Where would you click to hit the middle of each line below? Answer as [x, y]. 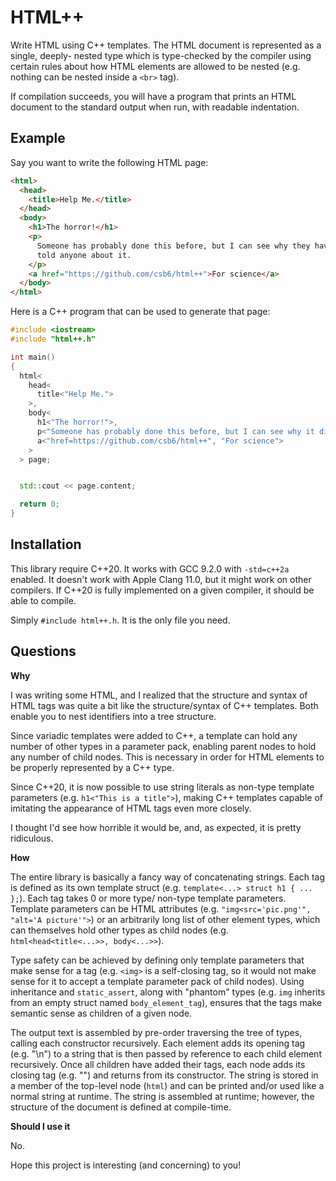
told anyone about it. [84, 255]
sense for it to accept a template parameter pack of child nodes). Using [157, 981]
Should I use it [40, 1126]
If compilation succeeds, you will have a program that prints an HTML [153, 96]
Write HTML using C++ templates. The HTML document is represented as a [166, 45]
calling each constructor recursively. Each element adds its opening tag [158, 1043]
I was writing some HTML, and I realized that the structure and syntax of [159, 695]
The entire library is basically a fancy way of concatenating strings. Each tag [168, 877]
